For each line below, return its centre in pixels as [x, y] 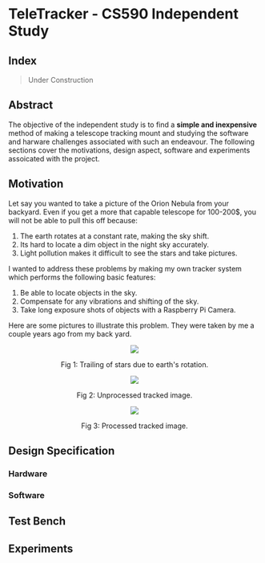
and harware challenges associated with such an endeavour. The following [131, 141]
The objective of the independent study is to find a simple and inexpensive [133, 124]
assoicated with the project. [54, 158]
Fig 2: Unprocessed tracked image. [135, 395]
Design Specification [62, 451]
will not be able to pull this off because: [73, 220]
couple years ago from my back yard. [70, 333]
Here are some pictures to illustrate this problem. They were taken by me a [131, 325]
